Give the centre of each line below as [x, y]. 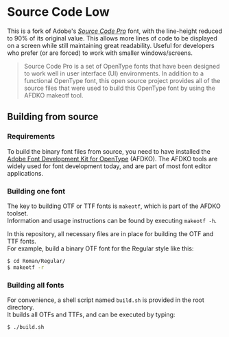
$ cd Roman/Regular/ [37, 261]
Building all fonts [36, 285]
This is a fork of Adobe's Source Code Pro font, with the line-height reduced [115, 31]
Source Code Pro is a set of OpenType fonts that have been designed [122, 66]
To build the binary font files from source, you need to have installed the [109, 151]
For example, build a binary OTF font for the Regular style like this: [100, 248]
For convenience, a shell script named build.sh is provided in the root [106, 300]
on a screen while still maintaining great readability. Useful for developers [111, 45]
